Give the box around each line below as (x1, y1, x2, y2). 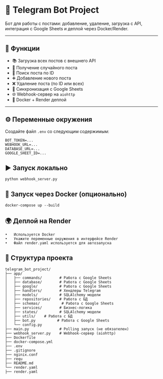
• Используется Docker (5, 232, 55, 237)
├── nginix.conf (5, 352, 38, 357)
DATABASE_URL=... (5, 146, 40, 151)
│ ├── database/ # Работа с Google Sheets (5, 279, 112, 284)
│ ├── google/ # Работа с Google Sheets (5, 284, 112, 289)
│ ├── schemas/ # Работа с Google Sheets (5, 301, 114, 306)
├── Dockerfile (5, 335, 36, 340)
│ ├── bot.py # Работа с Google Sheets (5, 318, 110, 323)
